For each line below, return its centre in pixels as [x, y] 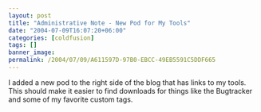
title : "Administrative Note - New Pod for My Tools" [100, 23]
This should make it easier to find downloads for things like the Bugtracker [130, 91]
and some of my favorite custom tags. [71, 99]
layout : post [30, 15]
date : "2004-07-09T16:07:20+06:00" [67, 30]
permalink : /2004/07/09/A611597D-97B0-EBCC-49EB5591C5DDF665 [112, 60]
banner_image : [32, 52]
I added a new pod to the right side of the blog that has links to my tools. [127, 82]
